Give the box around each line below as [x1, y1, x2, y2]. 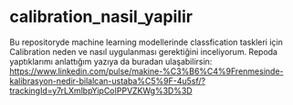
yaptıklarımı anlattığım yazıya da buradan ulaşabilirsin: [9, 56, 213, 67]
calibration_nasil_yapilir [9, 6, 194, 27]
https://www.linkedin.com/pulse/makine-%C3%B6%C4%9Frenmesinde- [9, 66, 284, 77]
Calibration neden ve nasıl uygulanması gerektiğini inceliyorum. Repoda [9, 46, 278, 57]
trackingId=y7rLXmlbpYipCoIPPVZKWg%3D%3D [9, 85, 194, 96]
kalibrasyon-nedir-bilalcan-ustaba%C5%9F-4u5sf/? [9, 75, 206, 86]
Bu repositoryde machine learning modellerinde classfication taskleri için [9, 37, 283, 47]
